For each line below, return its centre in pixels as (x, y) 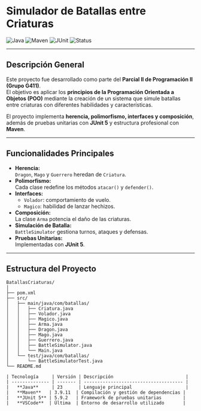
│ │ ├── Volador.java (38, 314)
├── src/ (17, 298)
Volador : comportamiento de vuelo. (67, 200)
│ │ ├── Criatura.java (40, 309)
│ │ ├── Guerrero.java (40, 340)
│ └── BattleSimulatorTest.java (54, 361)
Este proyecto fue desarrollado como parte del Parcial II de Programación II (100, 79)
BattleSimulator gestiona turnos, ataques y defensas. (81, 231)
